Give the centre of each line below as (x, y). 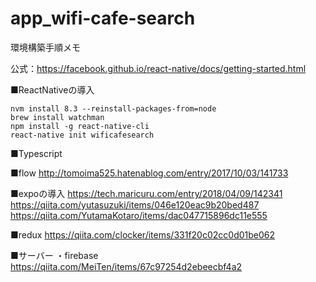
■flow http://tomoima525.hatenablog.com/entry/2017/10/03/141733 (149, 173)
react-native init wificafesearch (82, 135)
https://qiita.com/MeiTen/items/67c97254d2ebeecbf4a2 (126, 266)
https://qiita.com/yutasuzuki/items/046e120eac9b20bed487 (135, 204)
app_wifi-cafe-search (103, 18)
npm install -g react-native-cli (80, 126)
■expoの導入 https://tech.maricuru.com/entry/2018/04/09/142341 (146, 193)
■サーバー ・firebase (54, 255)
